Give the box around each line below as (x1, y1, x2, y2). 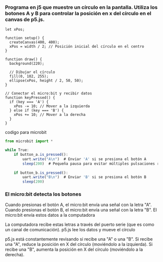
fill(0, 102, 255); (9, 74, 49, 79)
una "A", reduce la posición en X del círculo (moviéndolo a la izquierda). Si (5, 242, 153, 247)
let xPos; (5, 27, 25, 32)
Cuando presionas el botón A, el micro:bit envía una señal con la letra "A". (5, 202, 152, 208)
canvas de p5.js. (5, 16, 45, 23)
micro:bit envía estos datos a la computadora (5, 212, 96, 218)
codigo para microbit (5, 130, 47, 135)
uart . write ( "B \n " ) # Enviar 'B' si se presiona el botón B (22, 175, 147, 180)
